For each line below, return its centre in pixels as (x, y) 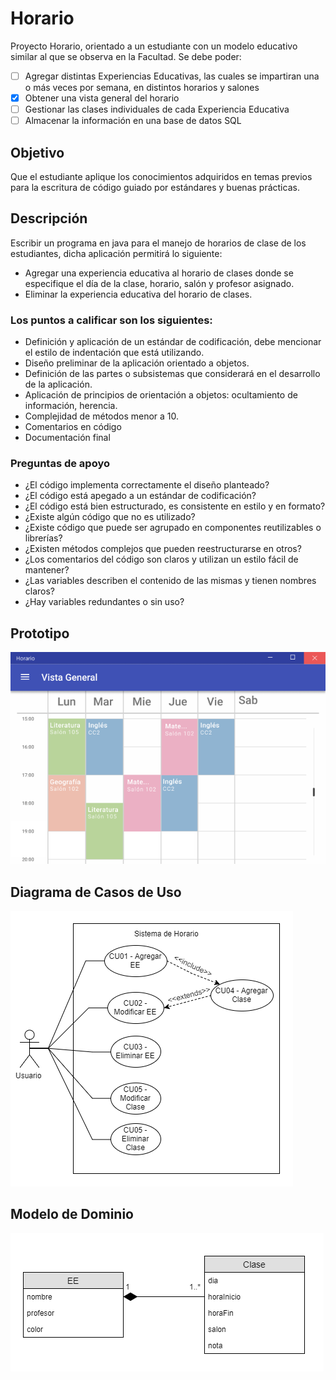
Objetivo (37, 152)
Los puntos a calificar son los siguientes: (111, 320)
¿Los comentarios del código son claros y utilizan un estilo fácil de (161, 559)
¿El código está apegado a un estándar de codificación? (140, 496)
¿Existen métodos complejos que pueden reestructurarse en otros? (163, 549)
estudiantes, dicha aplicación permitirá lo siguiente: (116, 253)
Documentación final (67, 438)
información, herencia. (71, 406)
